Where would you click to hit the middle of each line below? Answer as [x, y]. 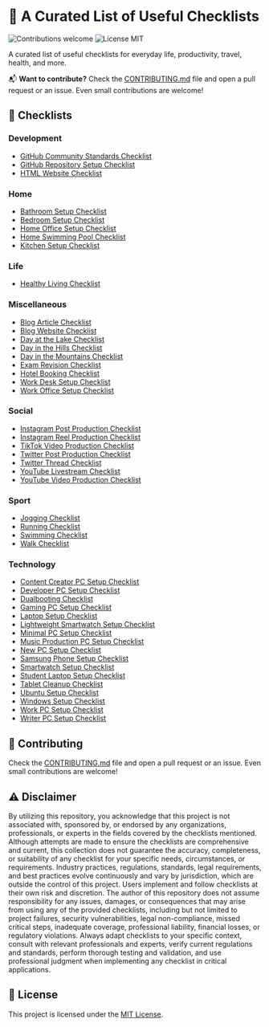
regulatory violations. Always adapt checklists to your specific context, [125, 935]
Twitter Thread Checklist [61, 463]
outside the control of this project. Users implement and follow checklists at [133, 884]
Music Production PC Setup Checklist [82, 642]
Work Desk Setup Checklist [65, 381]
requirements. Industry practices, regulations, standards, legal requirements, [135, 867]
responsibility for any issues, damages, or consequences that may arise [127, 902]
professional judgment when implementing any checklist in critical [118, 961]
